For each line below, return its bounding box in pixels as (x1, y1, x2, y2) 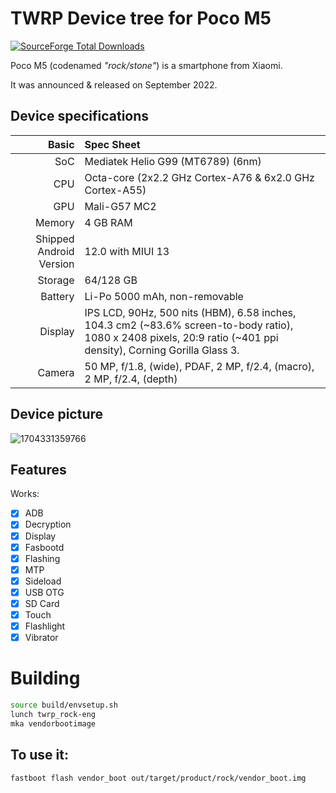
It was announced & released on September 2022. (10, 78, 218, 91)
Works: (10, 488, 40, 500)
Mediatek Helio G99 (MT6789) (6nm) (84, 154, 262, 168)
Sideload (24, 575, 62, 587)
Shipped (35, 232, 75, 246)
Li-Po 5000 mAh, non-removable (84, 289, 244, 303)
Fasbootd (24, 541, 65, 553)
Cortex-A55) (84, 183, 147, 197)
